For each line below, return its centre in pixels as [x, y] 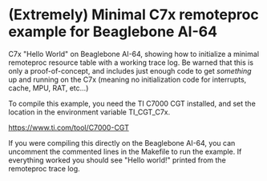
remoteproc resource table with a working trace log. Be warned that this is [131, 62]
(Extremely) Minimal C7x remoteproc [133, 15]
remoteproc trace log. [44, 168]
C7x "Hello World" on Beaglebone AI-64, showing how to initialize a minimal [133, 54]
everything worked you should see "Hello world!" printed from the [117, 160]
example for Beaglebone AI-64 [113, 32]
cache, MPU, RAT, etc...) [49, 88]
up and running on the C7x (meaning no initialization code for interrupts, [127, 79]
